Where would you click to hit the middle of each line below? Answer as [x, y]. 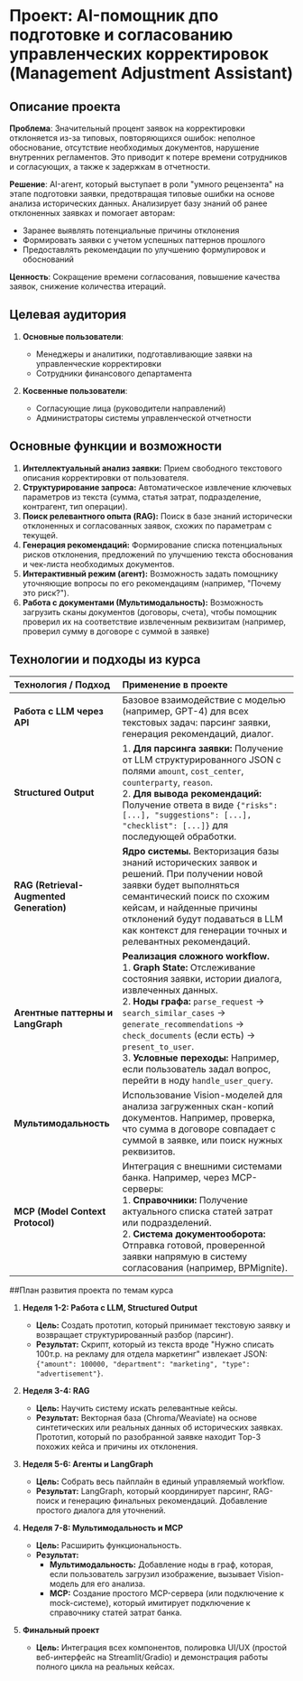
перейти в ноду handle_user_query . [197, 1080]
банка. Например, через [176, 1178]
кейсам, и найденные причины [190, 908]
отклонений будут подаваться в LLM [203, 920]
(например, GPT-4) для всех [186, 712]
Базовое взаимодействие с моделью [204, 700]
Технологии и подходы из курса [105, 660]
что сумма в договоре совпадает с [199, 1129]
